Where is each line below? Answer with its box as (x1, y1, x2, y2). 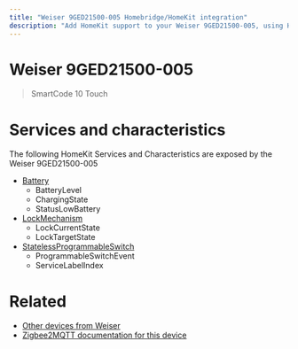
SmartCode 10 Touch (30, 89, 108, 99)
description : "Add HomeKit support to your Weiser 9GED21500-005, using (9, 21, 284, 30)
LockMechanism (21, 213, 83, 224)
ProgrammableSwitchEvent (35, 251, 135, 261)
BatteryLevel (35, 185, 82, 196)
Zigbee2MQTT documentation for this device (21, 330, 187, 341)
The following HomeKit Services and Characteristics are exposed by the (9, 149, 273, 159)
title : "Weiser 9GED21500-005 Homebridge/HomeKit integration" (9, 12, 248, 22)
